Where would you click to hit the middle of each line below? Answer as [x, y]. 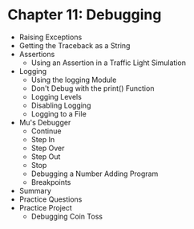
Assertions [37, 54]
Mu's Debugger [45, 122]
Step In [43, 139]
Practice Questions [51, 199]
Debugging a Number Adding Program [95, 174]
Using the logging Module [74, 80]
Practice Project [46, 207]
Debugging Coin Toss [67, 216]
